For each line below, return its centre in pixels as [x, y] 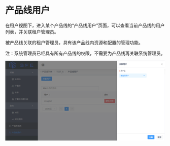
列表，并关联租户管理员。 [32, 31]
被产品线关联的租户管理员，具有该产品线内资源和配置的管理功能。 [74, 42]
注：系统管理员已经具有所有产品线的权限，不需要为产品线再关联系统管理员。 [85, 53]
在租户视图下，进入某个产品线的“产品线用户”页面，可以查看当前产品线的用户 [85, 25]
